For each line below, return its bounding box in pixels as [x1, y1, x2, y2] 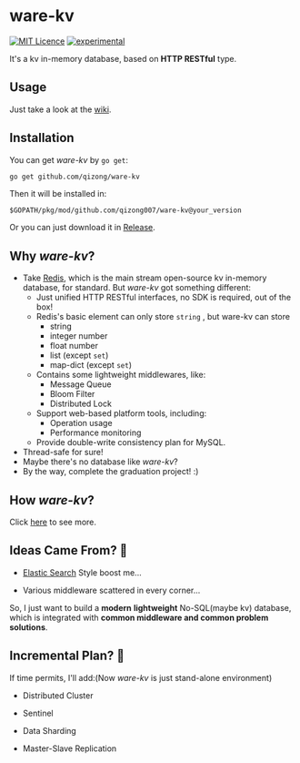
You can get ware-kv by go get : [9, 154, 129, 165]
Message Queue [49, 379, 112, 390]
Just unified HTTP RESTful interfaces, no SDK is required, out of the [35, 292, 292, 303]
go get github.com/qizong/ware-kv [9, 172, 141, 181]
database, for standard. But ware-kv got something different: [22, 282, 252, 293]
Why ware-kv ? [9, 248, 95, 264]
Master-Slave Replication [22, 743, 117, 754]
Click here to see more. [9, 516, 97, 528]
